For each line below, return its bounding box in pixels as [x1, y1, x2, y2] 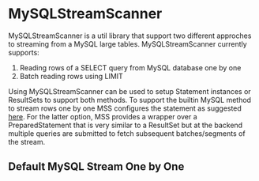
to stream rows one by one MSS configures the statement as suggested [8, 104, 242, 113]
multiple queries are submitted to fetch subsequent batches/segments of [8, 128, 246, 138]
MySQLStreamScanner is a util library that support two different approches [8, 31, 252, 40]
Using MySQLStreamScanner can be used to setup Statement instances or [8, 86, 251, 96]
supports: [8, 47, 39, 57]
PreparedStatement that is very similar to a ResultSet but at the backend [8, 120, 243, 130]
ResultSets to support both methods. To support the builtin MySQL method [8, 95, 251, 104]
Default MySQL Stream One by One [8, 160, 185, 174]
